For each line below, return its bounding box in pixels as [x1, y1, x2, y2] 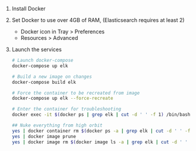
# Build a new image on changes [11, 74, 92, 80]
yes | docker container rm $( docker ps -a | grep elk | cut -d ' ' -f [11, 128, 191, 134]
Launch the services [11, 46, 62, 53]
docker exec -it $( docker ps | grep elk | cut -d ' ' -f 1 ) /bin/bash [11, 112, 191, 118]
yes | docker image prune [11, 133, 76, 139]
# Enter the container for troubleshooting [11, 106, 122, 112]
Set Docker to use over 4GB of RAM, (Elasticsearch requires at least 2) [11, 17, 185, 23]
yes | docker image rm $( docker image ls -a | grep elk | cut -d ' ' [11, 139, 188, 145]
